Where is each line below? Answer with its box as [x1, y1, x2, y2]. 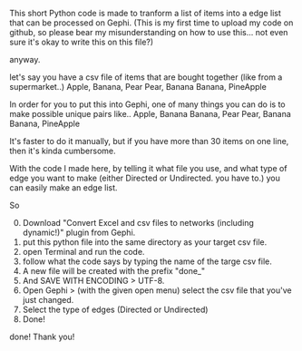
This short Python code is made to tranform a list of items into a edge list [9, 8, 281, 18]
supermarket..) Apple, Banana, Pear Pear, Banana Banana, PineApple [9, 82, 268, 92]
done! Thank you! [9, 331, 75, 342]
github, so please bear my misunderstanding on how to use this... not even [9, 27, 288, 37]
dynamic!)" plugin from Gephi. [22, 227, 136, 238]
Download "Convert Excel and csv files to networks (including [22, 218, 254, 228]
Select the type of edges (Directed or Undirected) [22, 304, 209, 315]
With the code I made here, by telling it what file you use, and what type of [9, 163, 287, 173]
